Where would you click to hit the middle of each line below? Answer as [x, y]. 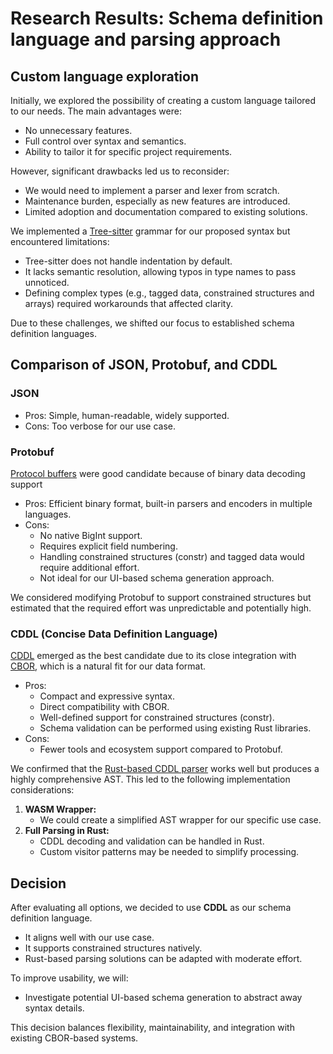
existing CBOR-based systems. [74, 1038]
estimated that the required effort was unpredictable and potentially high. [161, 608]
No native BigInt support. [91, 535]
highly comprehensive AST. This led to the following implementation [150, 779]
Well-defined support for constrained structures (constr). [157, 718]
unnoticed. [47, 282]
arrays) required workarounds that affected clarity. [129, 303]
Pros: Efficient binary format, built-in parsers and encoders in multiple [168, 503]
